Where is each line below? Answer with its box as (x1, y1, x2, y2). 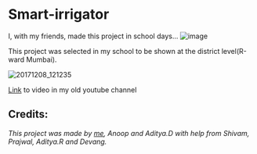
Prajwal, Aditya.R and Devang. (8, 137, 107, 146)
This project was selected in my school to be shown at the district (8, 46, 220, 56)
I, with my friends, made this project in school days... (8, 31, 179, 41)
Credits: (8, 108, 49, 121)
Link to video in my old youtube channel (8, 84, 137, 95)
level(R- (221, 46, 247, 56)
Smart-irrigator (8, 5, 110, 23)
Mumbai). (26, 55, 57, 64)
